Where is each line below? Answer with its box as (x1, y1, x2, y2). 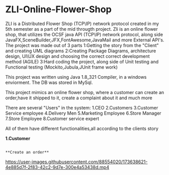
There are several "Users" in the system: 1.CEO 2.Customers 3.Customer (5, 104, 159, 111)
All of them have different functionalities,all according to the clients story (5, 125, 159, 132)
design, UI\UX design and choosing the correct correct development (5, 53, 150, 59)
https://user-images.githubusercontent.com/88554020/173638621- (5, 159, 148, 165)
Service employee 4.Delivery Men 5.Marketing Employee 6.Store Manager (5, 110, 161, 116)
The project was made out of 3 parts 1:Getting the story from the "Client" (5, 42, 159, 48)
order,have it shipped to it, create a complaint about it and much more (5, 95, 153, 101)
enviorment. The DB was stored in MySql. (5, 79, 93, 85)
